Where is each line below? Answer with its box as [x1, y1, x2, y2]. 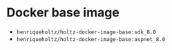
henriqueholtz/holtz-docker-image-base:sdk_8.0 [16, 29, 156, 36]
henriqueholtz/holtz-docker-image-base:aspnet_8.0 [16, 36, 166, 42]
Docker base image [6, 5, 120, 21]
